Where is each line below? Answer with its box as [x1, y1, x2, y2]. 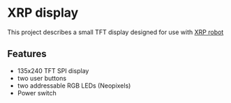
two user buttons [17, 74, 67, 82]
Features [7, 48, 47, 60]
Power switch [17, 88, 57, 97]
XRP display [7, 5, 79, 21]
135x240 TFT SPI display [17, 66, 89, 74]
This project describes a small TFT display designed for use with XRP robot [7, 28, 224, 36]
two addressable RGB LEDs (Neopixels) [17, 81, 131, 90]
